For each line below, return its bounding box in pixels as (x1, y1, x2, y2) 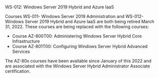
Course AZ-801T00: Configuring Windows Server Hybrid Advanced (12, 44, 148, 49)
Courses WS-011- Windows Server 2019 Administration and (5, 14, 125, 19)
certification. (5, 68, 31, 74)
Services (12, 48, 30, 54)
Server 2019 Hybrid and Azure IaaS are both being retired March (24, 19, 155, 24)
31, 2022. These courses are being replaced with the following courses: (5, 24, 149, 30)
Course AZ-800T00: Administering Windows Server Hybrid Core (12, 33, 142, 39)
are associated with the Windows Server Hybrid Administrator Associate (5, 63, 150, 69)
